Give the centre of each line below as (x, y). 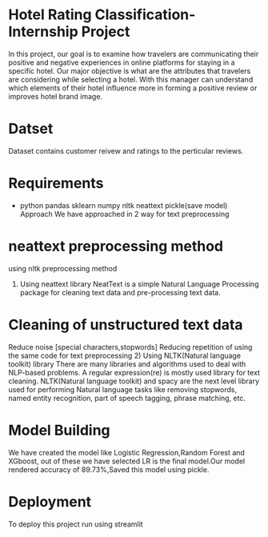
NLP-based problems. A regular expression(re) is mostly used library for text (134, 372)
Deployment (50, 501)
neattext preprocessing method (116, 246)
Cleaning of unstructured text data (126, 325)
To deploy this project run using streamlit (76, 524)
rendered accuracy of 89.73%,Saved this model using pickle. (109, 469)
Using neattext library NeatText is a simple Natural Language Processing (139, 284)
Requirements (56, 184)
